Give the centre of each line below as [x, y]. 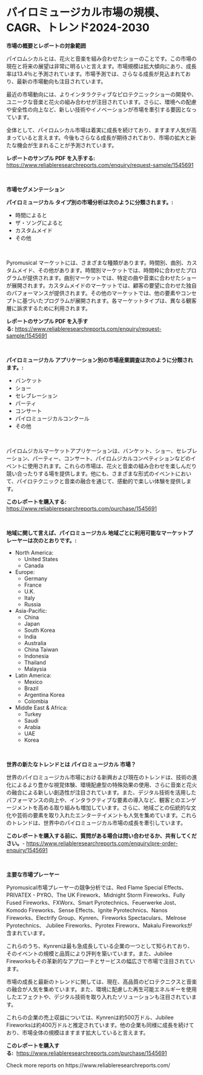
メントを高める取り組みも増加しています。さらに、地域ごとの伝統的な [104, 807]
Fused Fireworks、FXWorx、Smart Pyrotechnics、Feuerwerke [84, 902]
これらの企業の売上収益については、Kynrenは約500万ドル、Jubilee [90, 1017]
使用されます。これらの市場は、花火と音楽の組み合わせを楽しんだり [112, 466]
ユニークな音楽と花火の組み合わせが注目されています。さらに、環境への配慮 [101, 102]
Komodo [17, 910]
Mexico [33, 682]
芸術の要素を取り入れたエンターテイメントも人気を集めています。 [99, 815]
